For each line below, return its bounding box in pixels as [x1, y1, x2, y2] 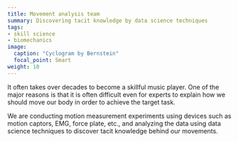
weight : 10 [7, 63, 40, 70]
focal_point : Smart [13, 57, 72, 64]
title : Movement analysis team [7, 10, 100, 18]
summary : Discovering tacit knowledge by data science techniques [7, 17, 208, 24]
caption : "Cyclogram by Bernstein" [13, 50, 119, 58]
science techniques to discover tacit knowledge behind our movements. [7, 126, 218, 135]
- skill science [7, 30, 55, 38]
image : [7, 43, 27, 50]
